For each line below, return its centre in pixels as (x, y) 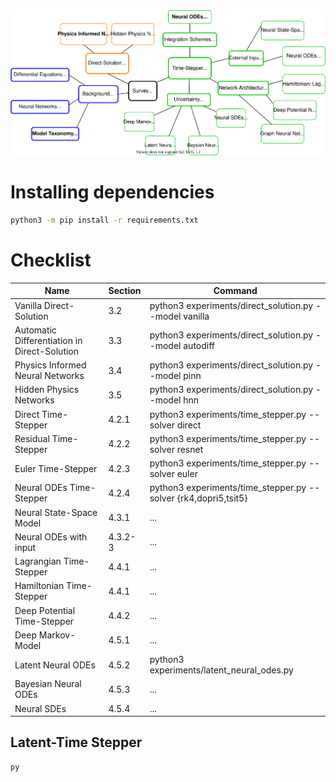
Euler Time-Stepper (56, 468)
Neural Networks (49, 376)
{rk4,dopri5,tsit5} (212, 498)
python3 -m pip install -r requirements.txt (104, 220)
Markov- (57, 635)
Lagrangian (38, 561)
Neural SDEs (40, 708)
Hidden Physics (47, 390)
